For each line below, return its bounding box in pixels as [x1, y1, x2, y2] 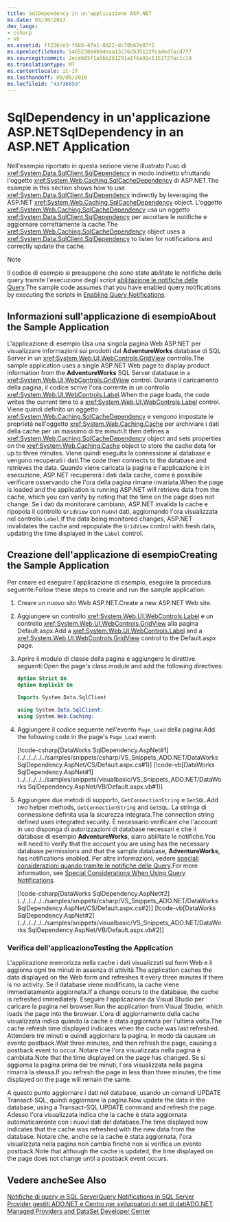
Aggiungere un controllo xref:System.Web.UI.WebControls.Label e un [16, 612, 214, 620]
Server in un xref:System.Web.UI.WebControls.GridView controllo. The [7, 354, 205, 362]
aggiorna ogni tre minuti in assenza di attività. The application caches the [7, 966, 213, 974]
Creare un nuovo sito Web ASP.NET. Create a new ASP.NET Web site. [16, 598, 212, 607]
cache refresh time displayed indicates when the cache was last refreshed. [7, 1024, 220, 1032]
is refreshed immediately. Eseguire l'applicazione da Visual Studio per [7, 995, 205, 1004]
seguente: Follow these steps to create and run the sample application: [7, 585, 206, 593]
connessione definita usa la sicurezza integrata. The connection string [16, 811, 214, 819]
